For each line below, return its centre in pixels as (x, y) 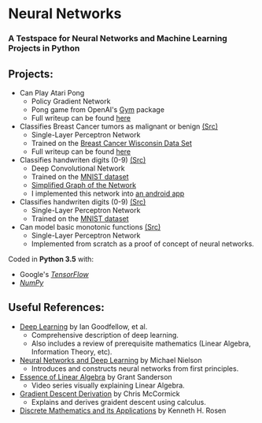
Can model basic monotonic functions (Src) (90, 226)
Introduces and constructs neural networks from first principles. (135, 369)
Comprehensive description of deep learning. (105, 335)
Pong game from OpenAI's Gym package (98, 109)
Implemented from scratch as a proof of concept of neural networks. (142, 243)
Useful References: (56, 307)
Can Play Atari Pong (52, 92)
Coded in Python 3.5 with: (51, 259)
